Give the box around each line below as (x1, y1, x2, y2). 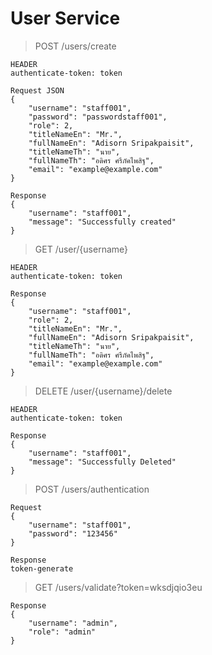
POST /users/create (34, 40, 117, 52)
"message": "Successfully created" (28, 217, 177, 227)
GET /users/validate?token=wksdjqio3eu (34, 581, 203, 593)
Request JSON (10, 85, 65, 96)
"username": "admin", (28, 618, 118, 628)
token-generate (10, 563, 74, 574)
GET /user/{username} (34, 243, 129, 255)
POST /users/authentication (34, 483, 150, 495)
